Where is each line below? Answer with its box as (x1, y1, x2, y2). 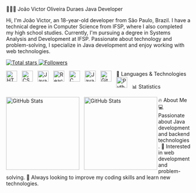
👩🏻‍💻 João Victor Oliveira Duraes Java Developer (6, 6, 123, 12)
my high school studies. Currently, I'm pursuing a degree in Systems (6, 29, 171, 36)
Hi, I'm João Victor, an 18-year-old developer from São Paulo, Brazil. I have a (6, 17, 191, 23)
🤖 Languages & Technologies (116, 71, 187, 77)
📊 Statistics (132, 83, 161, 90)
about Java (158, 118, 185, 125)
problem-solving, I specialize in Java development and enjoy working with (6, 41, 185, 48)
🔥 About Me (158, 97, 187, 103)
